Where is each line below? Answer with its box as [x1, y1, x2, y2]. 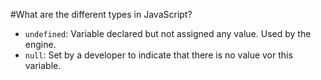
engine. [24, 39, 57, 50]
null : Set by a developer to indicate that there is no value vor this [24, 49, 293, 61]
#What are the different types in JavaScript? [10, 9, 193, 20]
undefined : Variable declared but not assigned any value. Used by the [24, 28, 312, 39]
